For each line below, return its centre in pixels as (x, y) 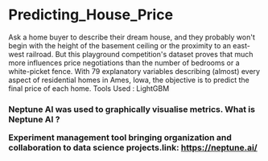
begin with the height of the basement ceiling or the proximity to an (120, 45)
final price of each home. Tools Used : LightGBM (89, 88)
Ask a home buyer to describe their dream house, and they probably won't (132, 37)
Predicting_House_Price (91, 15)
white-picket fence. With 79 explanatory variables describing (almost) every (134, 71)
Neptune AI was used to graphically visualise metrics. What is (132, 109)
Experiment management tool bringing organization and (120, 138)
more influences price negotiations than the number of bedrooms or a (124, 63)
